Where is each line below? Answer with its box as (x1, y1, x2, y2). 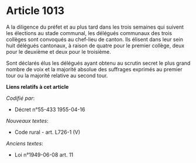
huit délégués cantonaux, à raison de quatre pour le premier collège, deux (6, 42, 185, 49)
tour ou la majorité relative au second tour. (6, 72, 108, 79)
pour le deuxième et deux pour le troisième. (6, 48, 111, 55)
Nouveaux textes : (6, 117, 49, 124)
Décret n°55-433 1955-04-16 (14, 106, 85, 113)
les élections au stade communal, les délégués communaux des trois (6, 29, 173, 36)
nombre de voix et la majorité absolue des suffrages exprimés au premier (6, 65, 183, 72)
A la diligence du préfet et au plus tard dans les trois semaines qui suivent (6, 23, 184, 30)
